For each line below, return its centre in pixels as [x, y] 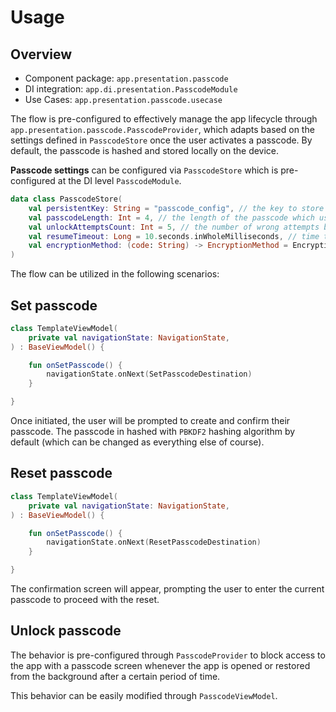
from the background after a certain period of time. [115, 676]
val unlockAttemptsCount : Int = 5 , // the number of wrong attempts [174, 227]
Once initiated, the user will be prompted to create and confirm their [150, 421]
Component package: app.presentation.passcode [126, 78]
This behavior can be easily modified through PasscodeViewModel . [144, 695]
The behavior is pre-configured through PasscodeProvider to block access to [168, 655]
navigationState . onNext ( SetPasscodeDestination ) [149, 374]
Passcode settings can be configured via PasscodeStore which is [144, 170]
